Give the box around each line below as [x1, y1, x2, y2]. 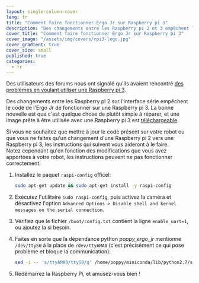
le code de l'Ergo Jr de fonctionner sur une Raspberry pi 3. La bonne [6, 104, 174, 112]
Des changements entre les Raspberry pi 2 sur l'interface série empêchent [6, 98, 188, 105]
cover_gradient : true [6, 42, 60, 48]
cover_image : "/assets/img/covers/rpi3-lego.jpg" [6, 36, 131, 42]
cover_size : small [6, 47, 52, 53]
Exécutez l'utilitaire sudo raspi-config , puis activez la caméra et [14, 193, 172, 201]
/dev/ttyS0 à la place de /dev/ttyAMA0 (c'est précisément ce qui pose [14, 241, 185, 249]
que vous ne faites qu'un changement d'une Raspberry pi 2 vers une [6, 135, 174, 142]
